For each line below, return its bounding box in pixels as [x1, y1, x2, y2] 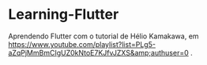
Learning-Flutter [8, 5, 119, 23]
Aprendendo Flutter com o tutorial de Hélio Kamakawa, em [8, 31, 199, 41]
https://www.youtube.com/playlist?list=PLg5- [8, 39, 156, 49]
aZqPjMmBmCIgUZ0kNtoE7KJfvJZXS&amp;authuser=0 [8, 48, 190, 57]
